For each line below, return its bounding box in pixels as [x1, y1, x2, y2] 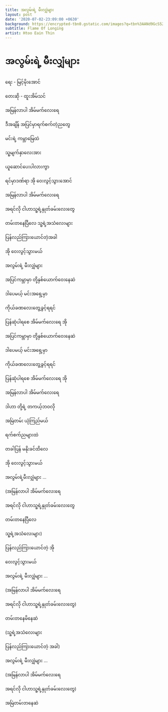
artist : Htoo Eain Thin [5, 31, 55, 36]
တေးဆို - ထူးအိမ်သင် [5, 93, 46, 99]
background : [5, 21, 30, 27]
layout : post [5, 12, 32, 17]
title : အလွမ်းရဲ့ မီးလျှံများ [5, 7, 54, 13]
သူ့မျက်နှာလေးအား [5, 149, 41, 156]
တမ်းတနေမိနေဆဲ [5, 615, 38, 621]
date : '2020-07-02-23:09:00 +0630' [5, 17, 79, 22]
